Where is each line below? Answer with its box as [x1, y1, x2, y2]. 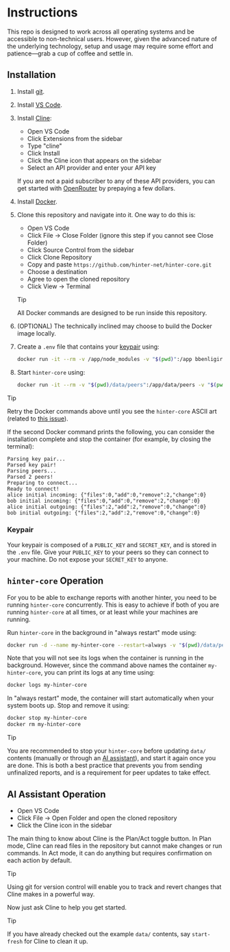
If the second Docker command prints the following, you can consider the [7, 427, 215, 436]
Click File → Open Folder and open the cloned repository [16, 814, 177, 822]
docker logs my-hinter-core [7, 681, 88, 689]
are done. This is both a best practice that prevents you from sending [7, 762, 203, 770]
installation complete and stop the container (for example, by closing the [7, 435, 212, 443]
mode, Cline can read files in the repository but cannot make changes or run [7, 841, 222, 850]
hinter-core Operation [7, 575, 104, 587]
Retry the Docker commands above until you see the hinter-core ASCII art [7, 407, 217, 415]
